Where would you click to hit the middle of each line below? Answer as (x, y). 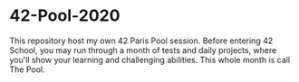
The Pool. (27, 69)
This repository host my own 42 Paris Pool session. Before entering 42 (141, 41)
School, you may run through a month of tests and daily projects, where (143, 50)
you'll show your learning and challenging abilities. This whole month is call (150, 59)
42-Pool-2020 (65, 16)
